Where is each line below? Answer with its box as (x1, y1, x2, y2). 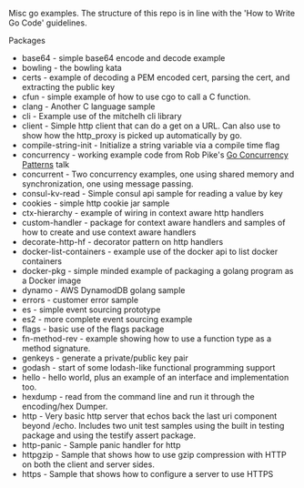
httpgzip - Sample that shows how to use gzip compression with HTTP (21, 450, 288, 460)
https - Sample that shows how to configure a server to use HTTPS (21, 469, 274, 479)
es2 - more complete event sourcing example (21, 314, 193, 324)
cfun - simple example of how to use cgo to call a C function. (21, 91, 251, 102)
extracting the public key (21, 82, 116, 92)
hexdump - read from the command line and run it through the (21, 391, 256, 402)
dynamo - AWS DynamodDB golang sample (21, 285, 186, 295)
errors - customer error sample (21, 295, 138, 305)
